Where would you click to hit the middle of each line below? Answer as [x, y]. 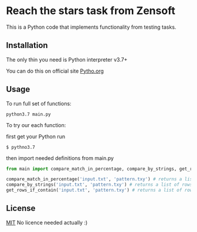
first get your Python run [36, 137]
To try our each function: [36, 125]
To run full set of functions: [39, 103]
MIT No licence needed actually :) [47, 222]
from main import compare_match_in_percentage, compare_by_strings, [91, 169]
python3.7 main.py [28, 114]
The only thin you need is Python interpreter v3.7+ [67, 59]
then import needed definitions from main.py [60, 158]
